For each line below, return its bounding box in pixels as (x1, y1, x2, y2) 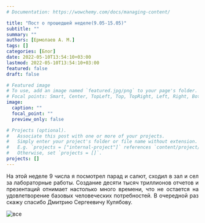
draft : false (6, 71, 40, 77)
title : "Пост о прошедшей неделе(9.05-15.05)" (6, 20, 127, 26)
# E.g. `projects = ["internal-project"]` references (6, 144, 151, 150)
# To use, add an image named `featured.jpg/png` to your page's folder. (6, 88, 198, 94)
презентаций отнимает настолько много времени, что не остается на (6, 185, 199, 192)
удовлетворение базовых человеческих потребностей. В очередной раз (6, 192, 199, 199)
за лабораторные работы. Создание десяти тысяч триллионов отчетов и (6, 178, 199, 186)
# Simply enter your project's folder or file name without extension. (6, 139, 198, 145)
